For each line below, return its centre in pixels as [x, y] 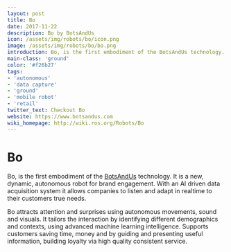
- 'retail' [23, 104]
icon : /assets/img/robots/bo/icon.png [63, 39]
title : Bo [22, 20]
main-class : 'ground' [38, 59]
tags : [15, 71]
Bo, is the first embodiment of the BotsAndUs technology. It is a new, [105, 177]
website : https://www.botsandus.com [60, 116]
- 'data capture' [32, 84]
